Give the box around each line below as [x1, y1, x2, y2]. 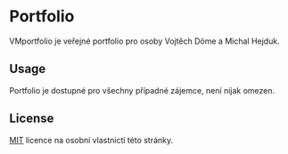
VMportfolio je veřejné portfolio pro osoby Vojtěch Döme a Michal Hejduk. [9, 36, 280, 46]
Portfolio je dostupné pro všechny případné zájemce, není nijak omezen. [9, 85, 276, 95]
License [9, 111, 54, 126]
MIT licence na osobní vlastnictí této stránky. [9, 134, 174, 145]
